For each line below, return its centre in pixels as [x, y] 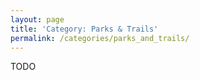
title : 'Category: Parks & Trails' [84, 29]
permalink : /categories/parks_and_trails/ [100, 38]
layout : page [37, 19]
